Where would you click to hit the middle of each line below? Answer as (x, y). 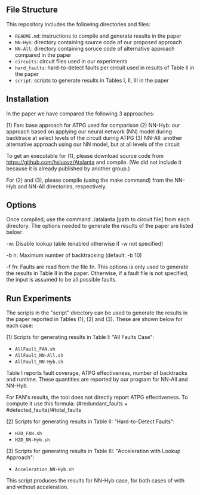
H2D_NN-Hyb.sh (32, 440)
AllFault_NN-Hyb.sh (39, 362)
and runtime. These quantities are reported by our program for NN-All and (97, 380)
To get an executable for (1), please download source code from (85, 155)
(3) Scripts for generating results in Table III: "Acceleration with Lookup (93, 451)
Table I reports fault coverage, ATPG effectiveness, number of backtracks (97, 373)
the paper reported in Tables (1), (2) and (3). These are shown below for (95, 319)
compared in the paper (43, 55)
